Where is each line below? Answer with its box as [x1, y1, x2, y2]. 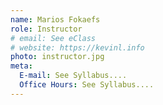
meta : [10, 61, 33, 71]
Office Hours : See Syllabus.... [19, 80, 155, 90]
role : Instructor [10, 24, 83, 34]
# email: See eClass [10, 33, 97, 43]
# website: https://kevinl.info [10, 42, 145, 53]
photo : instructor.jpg [10, 52, 105, 62]
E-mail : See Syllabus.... [19, 71, 128, 81]
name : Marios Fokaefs [10, 14, 101, 25]
